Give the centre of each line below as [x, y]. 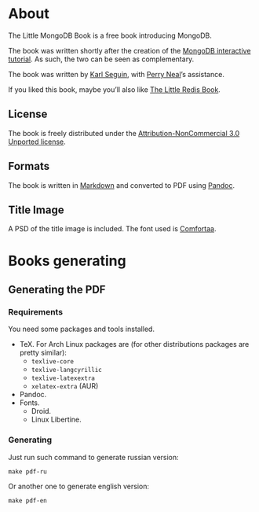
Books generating [67, 261]
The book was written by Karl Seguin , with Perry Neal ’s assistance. [117, 74]
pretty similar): [43, 353]
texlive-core [53, 362]
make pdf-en [27, 500]
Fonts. [30, 403]
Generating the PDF [57, 289]
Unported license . [37, 142]
